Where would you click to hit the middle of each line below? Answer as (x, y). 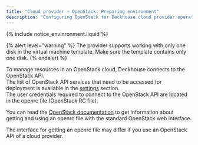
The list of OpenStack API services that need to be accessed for (84, 82)
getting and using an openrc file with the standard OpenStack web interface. (99, 118)
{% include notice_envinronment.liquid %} (57, 34)
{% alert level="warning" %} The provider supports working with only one (96, 45)
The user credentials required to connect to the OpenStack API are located (97, 94)
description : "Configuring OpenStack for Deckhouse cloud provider (91, 17)
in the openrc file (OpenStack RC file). (52, 100)
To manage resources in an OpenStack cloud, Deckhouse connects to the (96, 69)
